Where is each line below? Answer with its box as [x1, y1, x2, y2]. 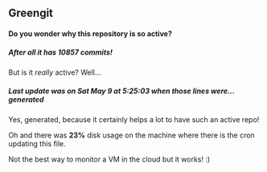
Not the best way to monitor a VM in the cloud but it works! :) [8, 154, 211, 164]
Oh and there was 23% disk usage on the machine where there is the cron [8, 130, 255, 140]
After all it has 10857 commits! [8, 47, 113, 57]
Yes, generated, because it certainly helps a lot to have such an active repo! [8, 114, 260, 124]
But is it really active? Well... [8, 68, 101, 77]
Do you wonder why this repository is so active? [8, 28, 173, 39]
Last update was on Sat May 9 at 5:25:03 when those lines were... [8, 86, 235, 96]
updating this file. [8, 138, 66, 148]
